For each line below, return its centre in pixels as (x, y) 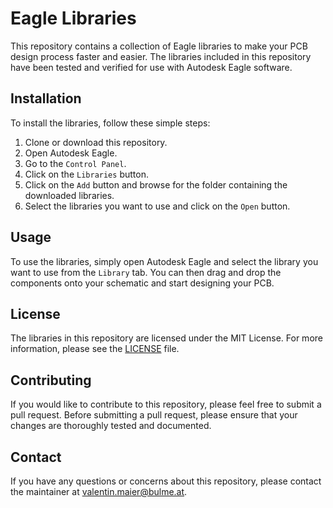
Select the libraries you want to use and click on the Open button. (157, 206)
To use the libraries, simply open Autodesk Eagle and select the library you (164, 261)
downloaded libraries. (69, 195)
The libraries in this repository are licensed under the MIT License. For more (166, 338)
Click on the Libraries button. (86, 174)
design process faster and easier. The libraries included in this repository (161, 56)
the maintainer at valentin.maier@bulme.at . (99, 491)
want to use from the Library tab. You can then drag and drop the (146, 272)
